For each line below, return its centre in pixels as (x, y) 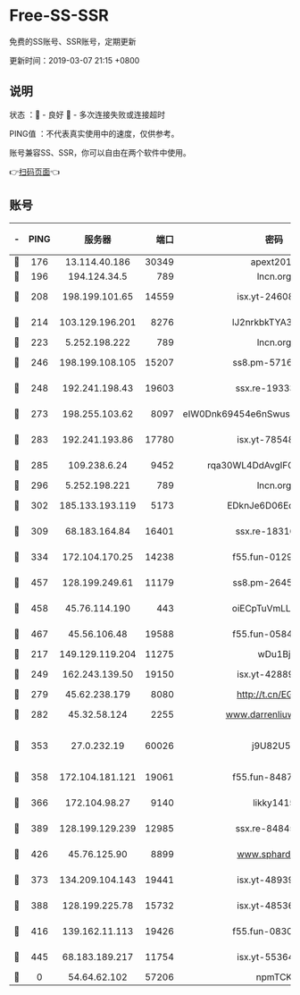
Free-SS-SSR (59, 16)
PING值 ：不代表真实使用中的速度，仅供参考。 (94, 133)
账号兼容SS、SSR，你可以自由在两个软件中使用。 (100, 152)
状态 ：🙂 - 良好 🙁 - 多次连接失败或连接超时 (87, 114)
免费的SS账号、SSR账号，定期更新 (73, 41)
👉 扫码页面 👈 (35, 172)
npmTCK (274, 977)
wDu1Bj (274, 653)
